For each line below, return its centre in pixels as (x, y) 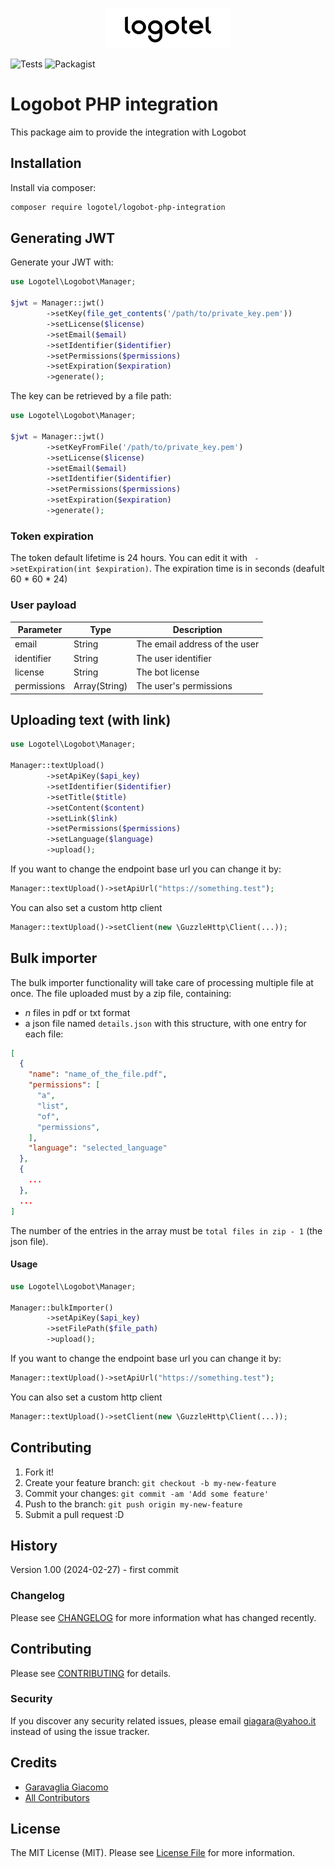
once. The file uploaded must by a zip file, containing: (121, 993)
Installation (46, 163)
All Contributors (57, 1797)
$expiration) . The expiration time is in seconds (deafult (210, 569)
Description (197, 630)
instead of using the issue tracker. (80, 1731)
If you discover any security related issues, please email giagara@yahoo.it (163, 1720)
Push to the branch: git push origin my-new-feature (133, 1504)
